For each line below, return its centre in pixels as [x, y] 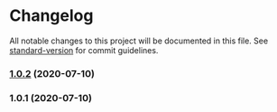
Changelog [51, 16]
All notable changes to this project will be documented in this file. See [139, 41]
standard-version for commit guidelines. [84, 50]
